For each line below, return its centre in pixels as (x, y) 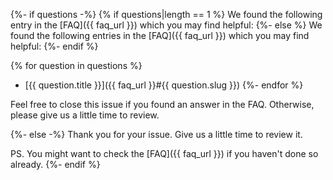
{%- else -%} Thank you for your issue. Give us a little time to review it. (156, 134)
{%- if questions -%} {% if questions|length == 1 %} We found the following (166, 14)
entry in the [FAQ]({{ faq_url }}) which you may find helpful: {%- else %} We (166, 25)
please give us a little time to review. (85, 115)
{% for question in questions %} (76, 65)
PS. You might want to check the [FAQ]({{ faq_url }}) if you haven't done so (164, 153)
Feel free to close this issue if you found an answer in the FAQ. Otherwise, (162, 104)
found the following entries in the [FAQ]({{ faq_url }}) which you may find (160, 35)
